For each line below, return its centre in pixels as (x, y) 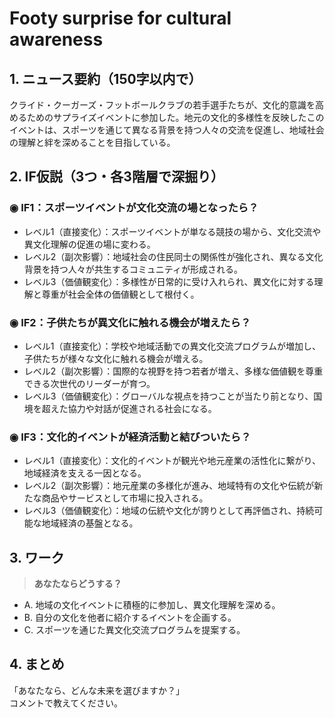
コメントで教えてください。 (66, 703)
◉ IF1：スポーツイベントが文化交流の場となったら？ (134, 208)
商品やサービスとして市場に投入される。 (125, 498)
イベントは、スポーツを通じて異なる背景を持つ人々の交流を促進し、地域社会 (167, 130)
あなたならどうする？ (77, 584)
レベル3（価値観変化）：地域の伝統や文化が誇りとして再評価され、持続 (169, 511)
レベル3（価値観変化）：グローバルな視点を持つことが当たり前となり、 (168, 396)
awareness (56, 39)
